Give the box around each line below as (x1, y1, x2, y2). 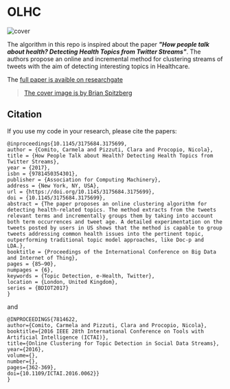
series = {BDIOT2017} (7, 285, 69, 291)
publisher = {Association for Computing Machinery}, (7, 176, 161, 183)
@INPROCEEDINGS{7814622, (7, 315, 78, 323)
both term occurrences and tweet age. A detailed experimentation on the (7, 218, 223, 225)
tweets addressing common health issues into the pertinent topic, (7, 230, 205, 237)
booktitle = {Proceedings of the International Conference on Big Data (7, 248, 216, 255)
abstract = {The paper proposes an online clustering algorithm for (7, 200, 207, 207)
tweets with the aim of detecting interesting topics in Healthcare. (7, 62, 190, 70)
